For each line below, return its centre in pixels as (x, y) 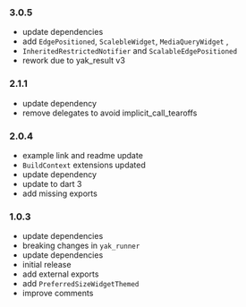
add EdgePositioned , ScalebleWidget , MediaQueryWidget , (125, 41)
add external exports (60, 274)
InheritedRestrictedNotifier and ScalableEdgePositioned (130, 51)
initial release (47, 265)
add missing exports (60, 193)
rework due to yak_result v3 (73, 61)
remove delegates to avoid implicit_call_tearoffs (110, 113)
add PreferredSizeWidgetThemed (81, 284)
